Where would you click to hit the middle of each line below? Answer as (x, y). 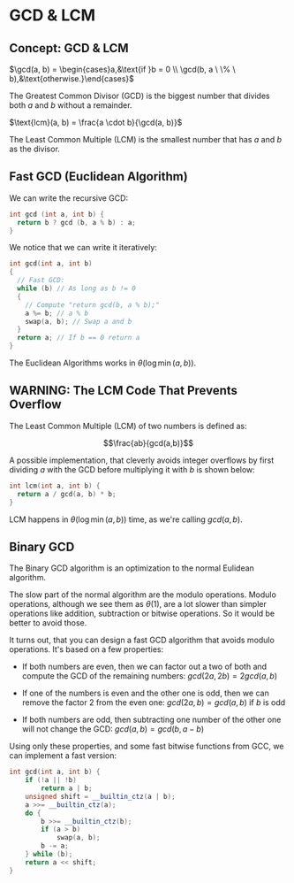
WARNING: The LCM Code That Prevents (124, 391)
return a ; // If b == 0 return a (79, 338)
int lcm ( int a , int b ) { (55, 486)
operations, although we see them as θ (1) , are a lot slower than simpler (138, 604)
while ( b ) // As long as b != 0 (77, 288)
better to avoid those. (48, 623)
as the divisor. (34, 149)
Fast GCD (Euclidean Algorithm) (98, 177)
